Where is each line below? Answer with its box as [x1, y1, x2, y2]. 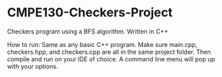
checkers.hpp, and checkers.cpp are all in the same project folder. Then [7, 48, 211, 56]
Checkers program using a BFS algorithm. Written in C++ [7, 27, 168, 35]
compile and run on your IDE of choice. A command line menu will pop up [7, 55, 215, 63]
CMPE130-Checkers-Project [7, 5, 173, 20]
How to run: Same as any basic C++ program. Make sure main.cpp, [7, 40, 198, 48]
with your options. [7, 62, 58, 70]
